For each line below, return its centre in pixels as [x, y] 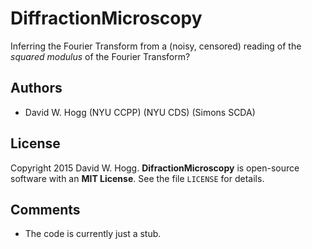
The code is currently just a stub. [93, 234]
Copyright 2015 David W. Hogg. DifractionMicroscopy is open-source [155, 168]
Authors [36, 88]
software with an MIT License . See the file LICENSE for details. [137, 178]
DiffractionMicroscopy [106, 18]
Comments [45, 209]
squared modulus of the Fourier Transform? [100, 56]
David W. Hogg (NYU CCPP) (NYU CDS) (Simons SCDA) [140, 112]
